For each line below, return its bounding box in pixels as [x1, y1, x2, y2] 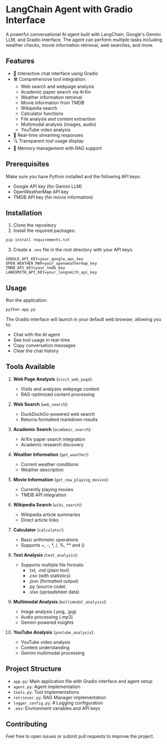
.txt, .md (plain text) [28, 567, 70, 573]
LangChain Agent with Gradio [6, 4, 133, 15]
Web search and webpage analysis [20, 83, 95, 90]
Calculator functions [20, 110, 64, 117]
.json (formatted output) [28, 578, 79, 584]
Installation [6, 209, 42, 217]
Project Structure [6, 665, 62, 673]
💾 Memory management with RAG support [13, 145, 102, 151]
